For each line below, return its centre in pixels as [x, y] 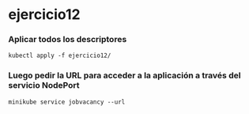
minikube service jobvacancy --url [67, 102]
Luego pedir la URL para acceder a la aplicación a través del [124, 75]
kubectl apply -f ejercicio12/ [60, 56]
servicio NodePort [44, 85]
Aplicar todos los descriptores [68, 40]
